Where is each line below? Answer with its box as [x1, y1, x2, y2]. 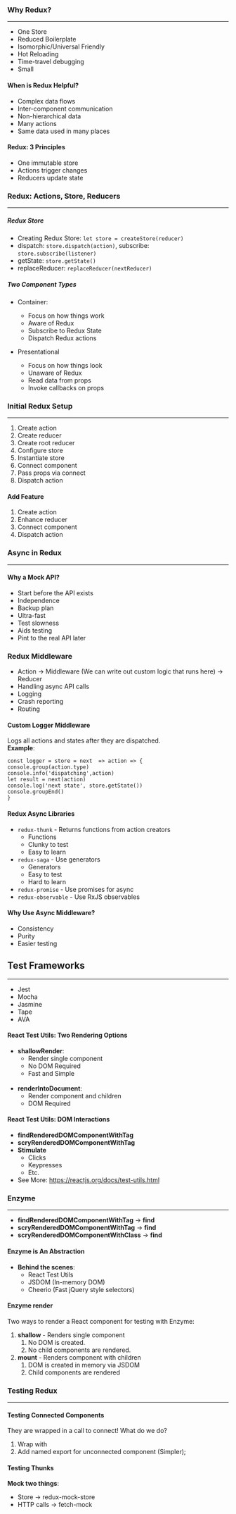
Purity [17, 931, 35, 940]
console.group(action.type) [7, 764, 90, 771]
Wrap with [17, 1440, 48, 1448]
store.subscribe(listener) [17, 250, 97, 257]
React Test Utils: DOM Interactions [7, 1115, 110, 1124]
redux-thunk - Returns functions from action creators [17, 825, 171, 833]
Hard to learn [27, 877, 67, 886]
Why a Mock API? [7, 573, 60, 582]
